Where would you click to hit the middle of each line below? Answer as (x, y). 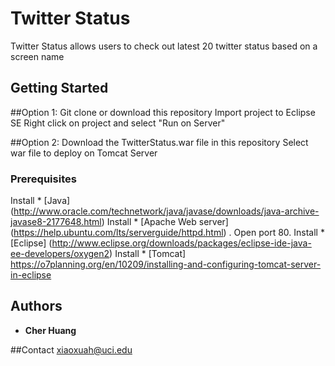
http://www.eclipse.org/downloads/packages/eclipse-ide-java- (181, 243)
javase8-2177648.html (56, 222)
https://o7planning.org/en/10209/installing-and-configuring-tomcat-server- (166, 264)
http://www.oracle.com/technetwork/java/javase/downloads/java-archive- (166, 211)
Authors (36, 306)
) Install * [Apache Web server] (165, 222)
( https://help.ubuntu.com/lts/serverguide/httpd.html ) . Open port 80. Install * (167, 233)
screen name (37, 56)
